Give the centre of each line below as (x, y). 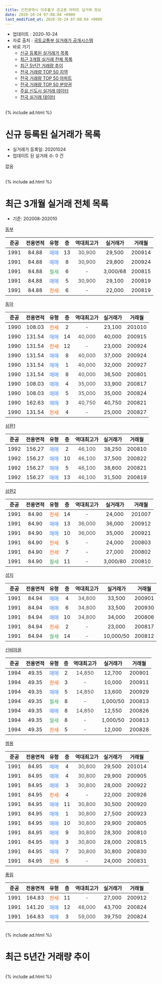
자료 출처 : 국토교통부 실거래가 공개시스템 (53, 40)
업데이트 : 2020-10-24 (35, 34)
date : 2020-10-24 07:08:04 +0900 (40, 15)
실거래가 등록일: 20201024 (39, 150)
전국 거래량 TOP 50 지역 (44, 72)
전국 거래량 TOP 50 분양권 (46, 85)
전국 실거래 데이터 (37, 97)
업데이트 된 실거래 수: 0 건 (38, 156)
